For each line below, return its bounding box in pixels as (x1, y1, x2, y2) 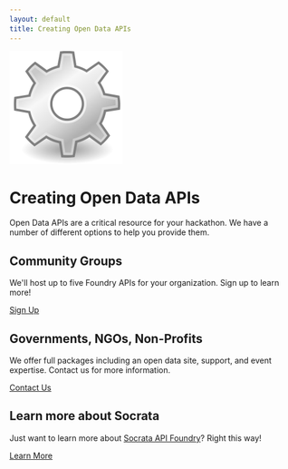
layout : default (9, 15, 71, 24)
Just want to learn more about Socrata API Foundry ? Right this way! (9, 432, 263, 444)
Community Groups (9, 253, 123, 269)
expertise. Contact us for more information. (9, 365, 171, 376)
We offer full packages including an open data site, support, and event (9, 355, 272, 366)
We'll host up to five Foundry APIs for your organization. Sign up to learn (9, 278, 280, 288)
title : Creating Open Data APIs (9, 24, 131, 34)
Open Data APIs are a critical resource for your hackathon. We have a (9, 218, 269, 229)
